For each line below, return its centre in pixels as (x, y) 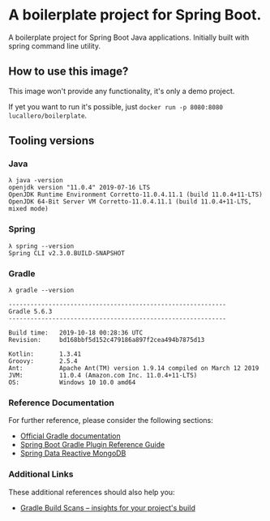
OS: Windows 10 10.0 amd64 (72, 382)
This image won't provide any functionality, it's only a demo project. (122, 91)
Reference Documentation (62, 403)
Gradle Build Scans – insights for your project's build (108, 507)
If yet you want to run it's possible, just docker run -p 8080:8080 (116, 106)
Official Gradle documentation (71, 436)
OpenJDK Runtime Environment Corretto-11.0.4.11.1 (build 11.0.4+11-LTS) (136, 195)
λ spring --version (41, 246)
